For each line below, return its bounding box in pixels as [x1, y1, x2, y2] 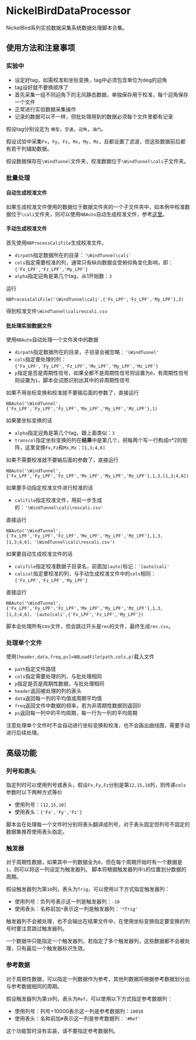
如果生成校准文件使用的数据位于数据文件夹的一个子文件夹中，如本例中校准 [6, 203, 185, 210]
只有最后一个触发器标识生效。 [16, 945, 88, 952]
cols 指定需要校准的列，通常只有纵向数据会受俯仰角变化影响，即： [14, 259, 174, 266]
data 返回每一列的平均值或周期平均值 [14, 695, 102, 702]
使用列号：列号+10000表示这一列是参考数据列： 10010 [14, 1007, 143, 1014]
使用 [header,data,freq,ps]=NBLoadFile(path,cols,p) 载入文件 [6, 653, 155, 660]
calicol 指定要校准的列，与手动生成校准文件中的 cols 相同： [14, 570, 156, 577]
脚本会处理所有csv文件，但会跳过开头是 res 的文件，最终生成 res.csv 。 [6, 623, 174, 630]
